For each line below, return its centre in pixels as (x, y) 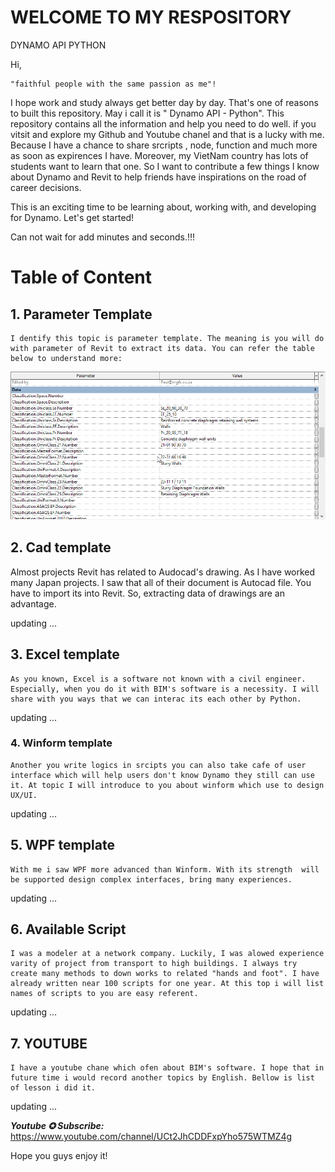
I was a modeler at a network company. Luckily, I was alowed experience (167, 954)
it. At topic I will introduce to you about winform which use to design (167, 785)
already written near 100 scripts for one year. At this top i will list (167, 984)
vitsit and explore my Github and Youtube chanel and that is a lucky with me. (167, 134)
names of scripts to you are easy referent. (104, 994)
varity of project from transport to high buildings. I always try (154, 964)
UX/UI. (24, 795)
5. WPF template (62, 845)
